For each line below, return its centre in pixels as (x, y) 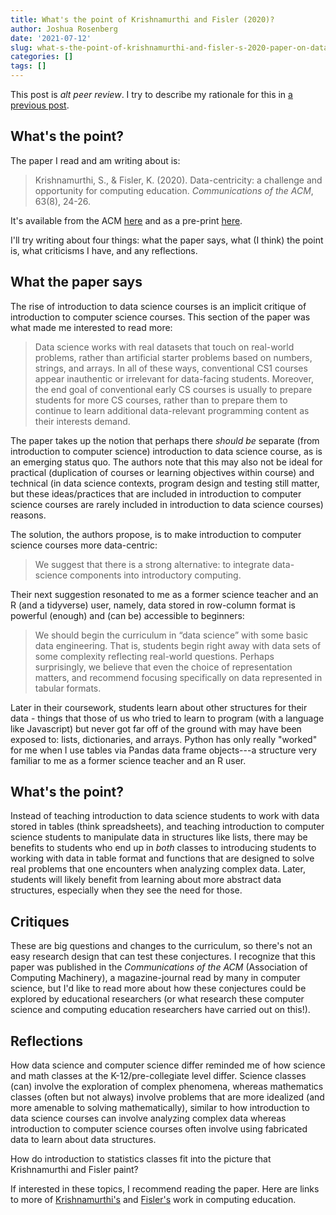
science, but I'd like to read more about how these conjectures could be (158, 988)
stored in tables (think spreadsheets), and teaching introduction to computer (167, 827)
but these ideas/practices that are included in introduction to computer (156, 493)
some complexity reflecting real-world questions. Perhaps (154, 656)
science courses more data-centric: (84, 545)
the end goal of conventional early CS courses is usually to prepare (173, 389)
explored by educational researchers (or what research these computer (157, 999)
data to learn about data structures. (83, 1140)
